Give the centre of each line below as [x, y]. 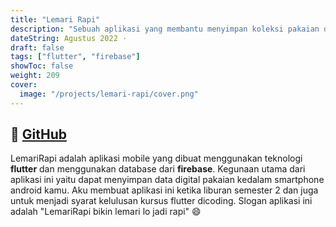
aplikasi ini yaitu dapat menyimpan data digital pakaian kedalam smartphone [167, 180]
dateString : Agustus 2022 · [69, 38]
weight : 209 [35, 76]
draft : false [37, 47]
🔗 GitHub [38, 134]
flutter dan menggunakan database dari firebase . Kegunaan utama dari [158, 169]
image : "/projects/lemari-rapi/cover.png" [109, 94]
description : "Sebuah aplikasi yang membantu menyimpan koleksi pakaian [165, 29]
